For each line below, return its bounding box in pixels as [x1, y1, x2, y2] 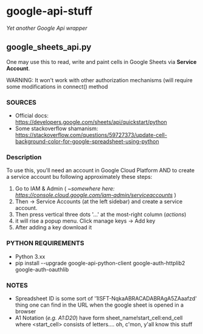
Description [6, 153, 42, 161]
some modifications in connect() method [6, 83, 108, 90]
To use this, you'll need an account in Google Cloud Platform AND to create [6, 167, 195, 174]
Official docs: [15, 112, 49, 119]
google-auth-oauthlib [15, 266, 69, 273]
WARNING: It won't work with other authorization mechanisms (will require [6, 76, 193, 83]
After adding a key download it [15, 224, 92, 231]
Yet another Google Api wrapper [6, 24, 88, 32]
